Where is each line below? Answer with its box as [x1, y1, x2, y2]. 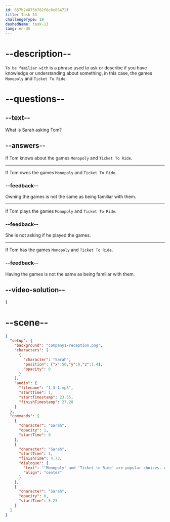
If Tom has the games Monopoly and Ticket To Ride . [5, 247, 113, 253]
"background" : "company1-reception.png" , [14, 343, 103, 348]
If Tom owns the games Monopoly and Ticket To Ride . [5, 169, 117, 175]
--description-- [5, 48, 72, 60]
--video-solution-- [5, 286, 65, 294]
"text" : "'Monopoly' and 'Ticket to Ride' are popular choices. [23, 465, 162, 471]
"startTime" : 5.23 [18, 498, 58, 504]
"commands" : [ [10, 414, 39, 419]
